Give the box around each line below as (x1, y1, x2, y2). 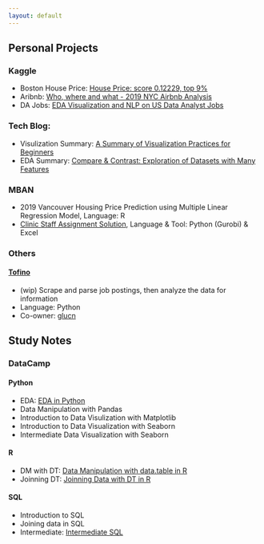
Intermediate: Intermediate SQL (19, 527, 124, 537)
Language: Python (19, 302, 81, 312)
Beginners (19, 147, 54, 157)
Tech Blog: (8, 121, 51, 132)
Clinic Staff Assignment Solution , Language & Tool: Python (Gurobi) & (19, 219, 249, 229)
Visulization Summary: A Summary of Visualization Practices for (19, 138, 231, 148)
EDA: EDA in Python (19, 395, 86, 405)
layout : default (8, 11, 62, 20)
